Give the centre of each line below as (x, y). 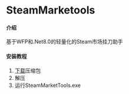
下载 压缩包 (28, 70)
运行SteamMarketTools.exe (48, 85)
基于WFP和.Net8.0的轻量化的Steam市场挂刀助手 (65, 42)
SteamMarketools (51, 10)
